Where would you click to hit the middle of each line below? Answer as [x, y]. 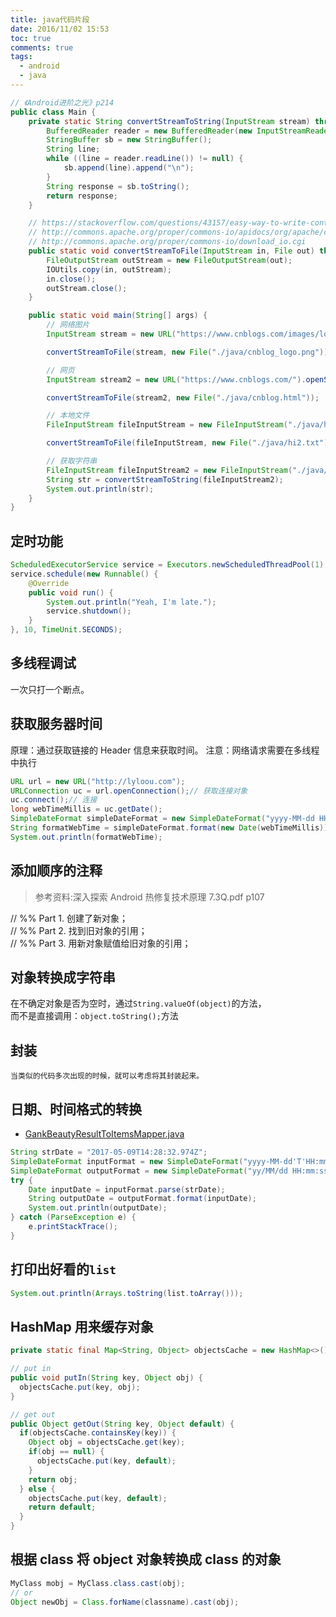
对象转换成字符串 [63, 977]
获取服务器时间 [56, 724]
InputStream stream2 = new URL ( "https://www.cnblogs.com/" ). [176, 379]
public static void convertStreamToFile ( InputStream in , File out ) [171, 251]
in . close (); [71, 279]
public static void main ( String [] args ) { [118, 316]
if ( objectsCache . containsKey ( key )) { [98, 1433]
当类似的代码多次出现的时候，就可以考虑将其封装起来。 [107, 1076]
